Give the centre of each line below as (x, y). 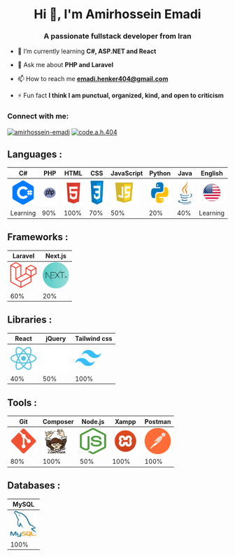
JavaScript (127, 173)
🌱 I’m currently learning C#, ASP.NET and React (87, 51)
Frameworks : (38, 237)
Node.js (93, 421)
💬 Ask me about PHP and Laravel (65, 65)
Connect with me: (38, 116)
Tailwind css (94, 339)
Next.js (56, 256)
